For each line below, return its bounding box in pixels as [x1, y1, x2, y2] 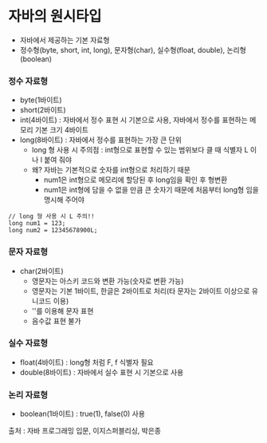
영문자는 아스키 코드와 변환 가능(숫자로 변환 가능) [31, 276, 184, 286]
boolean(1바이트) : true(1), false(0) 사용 [19, 409, 146, 419]
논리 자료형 [8, 389, 49, 400]
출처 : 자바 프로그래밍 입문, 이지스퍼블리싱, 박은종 [8, 426, 162, 436]
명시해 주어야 [43, 195, 85, 204]
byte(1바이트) [19, 95, 62, 105]
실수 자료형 [8, 338, 49, 349]
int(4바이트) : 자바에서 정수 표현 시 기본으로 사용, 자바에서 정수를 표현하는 [19, 115, 249, 125]
